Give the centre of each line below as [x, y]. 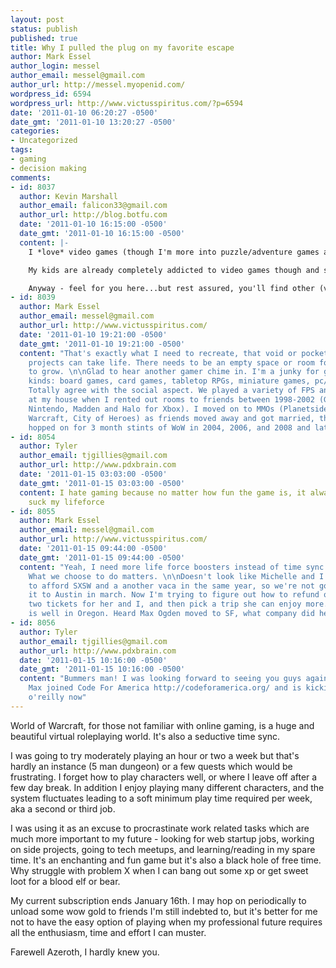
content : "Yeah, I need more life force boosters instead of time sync [172, 567]
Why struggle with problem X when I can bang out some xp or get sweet [159, 870]
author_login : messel [55, 66]
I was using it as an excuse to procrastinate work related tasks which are [160, 828]
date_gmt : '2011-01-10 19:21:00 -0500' [102, 344]
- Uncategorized [44, 141]
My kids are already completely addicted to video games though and [174, 270]
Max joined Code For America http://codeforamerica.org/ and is [165, 688]
